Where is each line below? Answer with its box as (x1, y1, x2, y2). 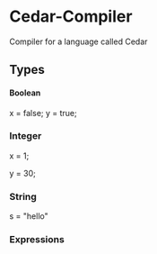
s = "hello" (9, 211, 48, 222)
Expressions (9, 233, 65, 246)
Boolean (9, 87, 41, 98)
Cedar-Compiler (9, 6, 133, 27)
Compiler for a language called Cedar (9, 36, 148, 47)
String (9, 190, 38, 203)
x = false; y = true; (9, 107, 78, 118)
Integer (9, 130, 42, 142)
